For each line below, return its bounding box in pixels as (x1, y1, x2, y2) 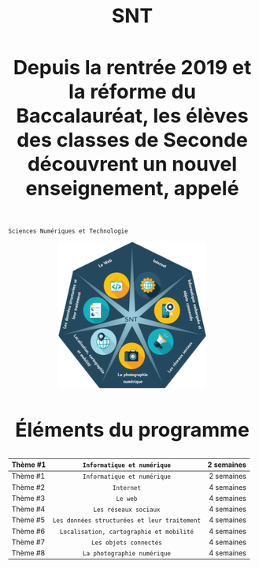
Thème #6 (11, 526, 46, 536)
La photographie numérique (82, 550, 172, 558)
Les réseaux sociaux (93, 506, 161, 514)
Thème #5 (11, 515, 46, 525)
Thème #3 (11, 493, 46, 503)
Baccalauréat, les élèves (15, 103, 250, 128)
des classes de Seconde (17, 127, 248, 152)
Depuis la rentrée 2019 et (13, 54, 252, 80)
